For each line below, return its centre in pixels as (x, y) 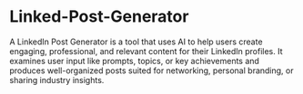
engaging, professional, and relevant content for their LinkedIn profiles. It (146, 51)
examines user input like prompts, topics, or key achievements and (134, 61)
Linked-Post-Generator (99, 17)
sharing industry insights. (57, 80)
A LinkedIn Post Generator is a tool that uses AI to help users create (136, 42)
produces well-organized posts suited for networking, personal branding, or (151, 70)
